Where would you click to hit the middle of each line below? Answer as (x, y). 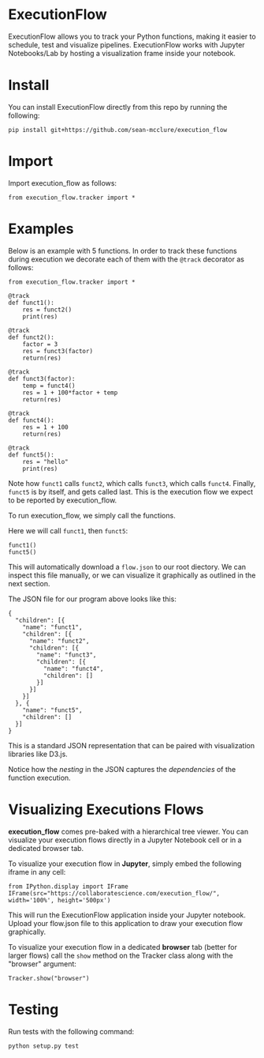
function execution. (39, 777)
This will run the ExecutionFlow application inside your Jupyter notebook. (127, 915)
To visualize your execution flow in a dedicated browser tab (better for (123, 947)
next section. (29, 583)
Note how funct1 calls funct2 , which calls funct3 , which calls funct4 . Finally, (132, 483)
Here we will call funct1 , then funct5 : (68, 530)
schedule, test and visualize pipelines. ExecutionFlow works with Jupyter (127, 44)
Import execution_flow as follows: (62, 183)
